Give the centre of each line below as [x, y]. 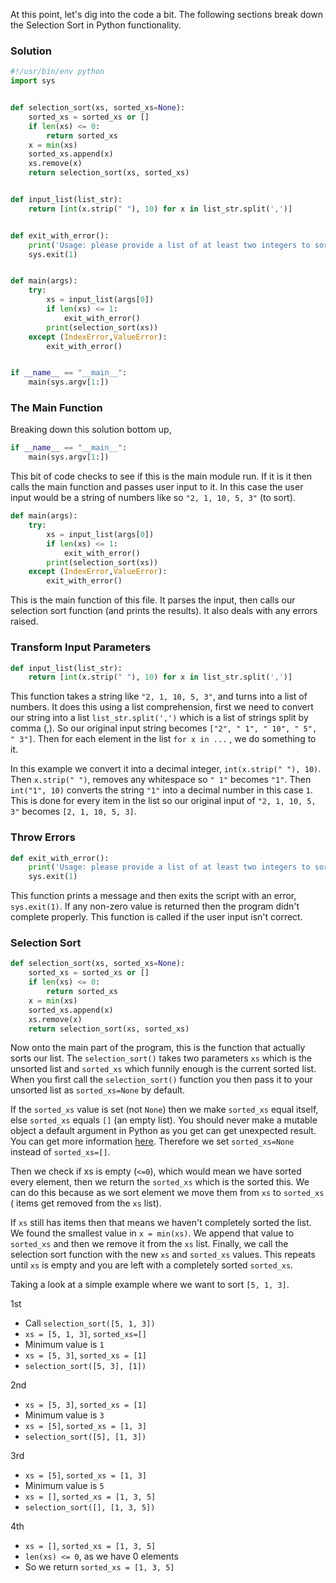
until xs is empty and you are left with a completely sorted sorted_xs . [152, 1265]
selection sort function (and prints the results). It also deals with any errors [164, 611]
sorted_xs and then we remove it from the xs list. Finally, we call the [149, 1244]
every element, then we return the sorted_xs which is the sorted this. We [160, 1182]
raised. [24, 621]
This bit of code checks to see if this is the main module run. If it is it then [161, 476]
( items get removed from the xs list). [86, 1203]
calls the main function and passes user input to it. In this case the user [157, 487]
